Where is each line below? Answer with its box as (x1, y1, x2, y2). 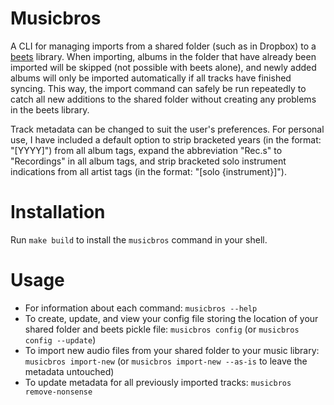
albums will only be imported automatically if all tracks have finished (10, 72, 292, 84)
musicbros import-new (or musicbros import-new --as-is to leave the (24, 355, 308, 367)
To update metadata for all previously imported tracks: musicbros (24, 376, 292, 388)
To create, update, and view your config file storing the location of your (24, 312, 319, 324)
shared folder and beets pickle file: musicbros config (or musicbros (24, 323, 300, 335)
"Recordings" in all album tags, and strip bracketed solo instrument (10, 155, 287, 167)
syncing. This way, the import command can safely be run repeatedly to (10, 82, 307, 94)
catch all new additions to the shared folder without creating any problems (10, 93, 317, 105)
